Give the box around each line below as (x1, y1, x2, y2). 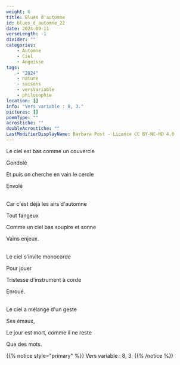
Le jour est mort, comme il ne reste (6, 328, 92, 336)
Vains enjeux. (6, 235, 39, 242)
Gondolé (6, 159, 27, 166)
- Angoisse (17, 59, 44, 65)
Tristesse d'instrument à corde (6, 276, 82, 283)
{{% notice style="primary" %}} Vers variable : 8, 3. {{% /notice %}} (6, 352, 174, 359)
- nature (17, 75, 39, 81)
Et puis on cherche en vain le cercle (6, 171, 94, 178)
